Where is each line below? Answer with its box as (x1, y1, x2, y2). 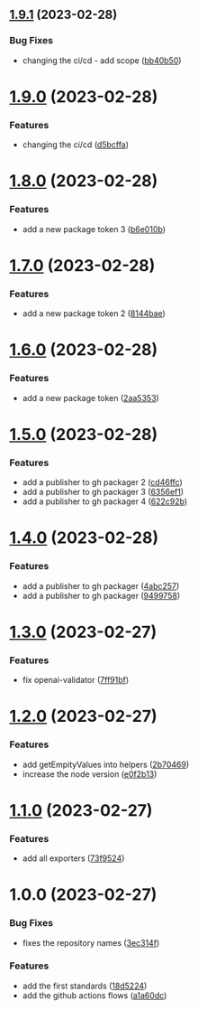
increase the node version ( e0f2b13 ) (22, 768, 157, 780)
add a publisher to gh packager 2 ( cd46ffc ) (22, 477, 183, 488)
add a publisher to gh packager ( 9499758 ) (22, 590, 181, 601)
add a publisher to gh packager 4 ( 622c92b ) (22, 496, 188, 507)
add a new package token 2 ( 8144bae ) (22, 308, 166, 319)
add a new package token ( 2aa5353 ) (22, 392, 159, 403)
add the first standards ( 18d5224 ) (22, 980, 148, 991)
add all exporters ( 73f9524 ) (22, 853, 125, 864)
